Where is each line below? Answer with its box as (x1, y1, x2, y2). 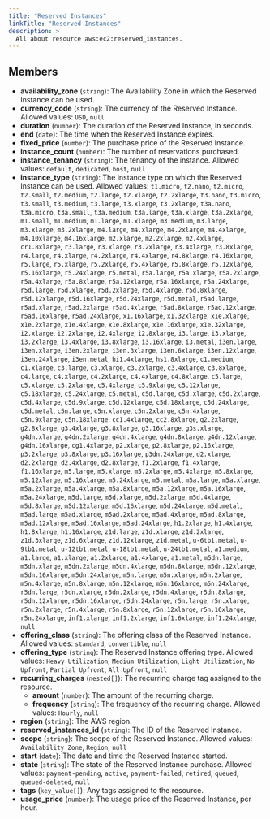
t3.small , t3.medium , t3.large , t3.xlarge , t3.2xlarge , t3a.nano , (19, 198, 233, 208)
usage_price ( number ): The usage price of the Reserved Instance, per (19, 794, 252, 804)
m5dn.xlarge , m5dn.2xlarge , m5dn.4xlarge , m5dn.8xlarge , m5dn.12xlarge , (19, 561, 257, 571)
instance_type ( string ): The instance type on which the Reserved (19, 172, 242, 183)
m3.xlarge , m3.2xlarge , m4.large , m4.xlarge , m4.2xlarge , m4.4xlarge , (19, 224, 246, 234)
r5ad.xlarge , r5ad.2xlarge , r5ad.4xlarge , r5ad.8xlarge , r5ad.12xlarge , (19, 302, 257, 312)
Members (8, 64, 58, 78)
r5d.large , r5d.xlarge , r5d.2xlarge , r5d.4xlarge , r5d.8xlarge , (19, 285, 229, 295)
